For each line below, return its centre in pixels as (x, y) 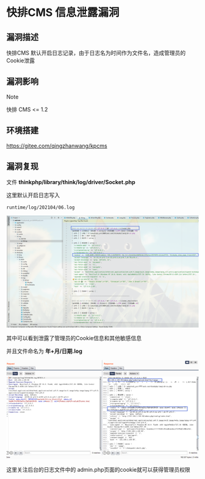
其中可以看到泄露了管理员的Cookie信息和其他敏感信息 (74, 338)
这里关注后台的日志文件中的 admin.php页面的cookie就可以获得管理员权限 (98, 470)
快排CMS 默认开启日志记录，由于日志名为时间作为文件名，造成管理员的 (96, 53)
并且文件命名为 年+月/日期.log (44, 351)
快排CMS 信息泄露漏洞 (63, 13)
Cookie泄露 (21, 61)
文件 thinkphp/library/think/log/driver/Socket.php (71, 182)
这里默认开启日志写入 (33, 195)
